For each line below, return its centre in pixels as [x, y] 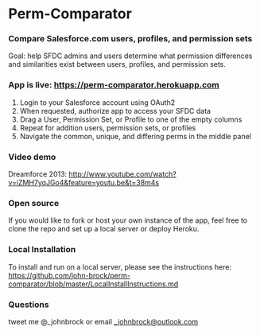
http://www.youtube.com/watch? [122, 174]
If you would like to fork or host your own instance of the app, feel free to [128, 220]
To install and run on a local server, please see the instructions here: [120, 266]
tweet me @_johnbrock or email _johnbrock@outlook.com [103, 321]
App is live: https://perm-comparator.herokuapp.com [114, 85]
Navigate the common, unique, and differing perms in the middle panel [136, 136]
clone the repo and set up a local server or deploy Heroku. [104, 229]
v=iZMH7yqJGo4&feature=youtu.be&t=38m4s [84, 183]
